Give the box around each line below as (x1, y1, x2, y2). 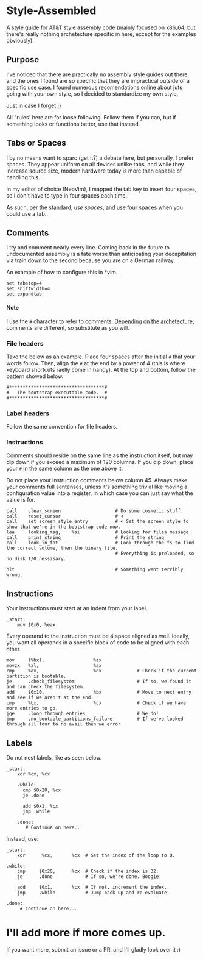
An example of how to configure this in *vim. (6, 269, 118, 276)
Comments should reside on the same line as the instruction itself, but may (6, 452, 193, 459)
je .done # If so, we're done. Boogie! (17, 874, 162, 880)
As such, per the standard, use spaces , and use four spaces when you (6, 204, 184, 211)
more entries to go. (6, 705, 59, 711)
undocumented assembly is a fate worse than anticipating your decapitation (6, 251, 196, 258)
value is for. (6, 496, 35, 504)
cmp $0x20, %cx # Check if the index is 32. (17, 868, 159, 875)
